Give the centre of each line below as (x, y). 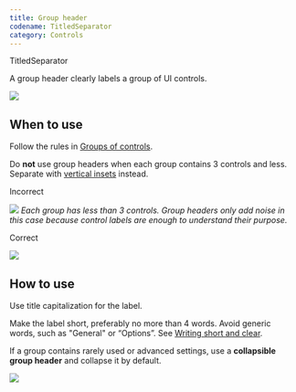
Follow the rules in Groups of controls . (81, 146)
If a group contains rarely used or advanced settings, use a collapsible (143, 351)
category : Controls (47, 35)
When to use (47, 124)
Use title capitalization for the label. (76, 306)
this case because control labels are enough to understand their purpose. (148, 220)
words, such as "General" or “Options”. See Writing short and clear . (136, 333)
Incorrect (26, 192)
